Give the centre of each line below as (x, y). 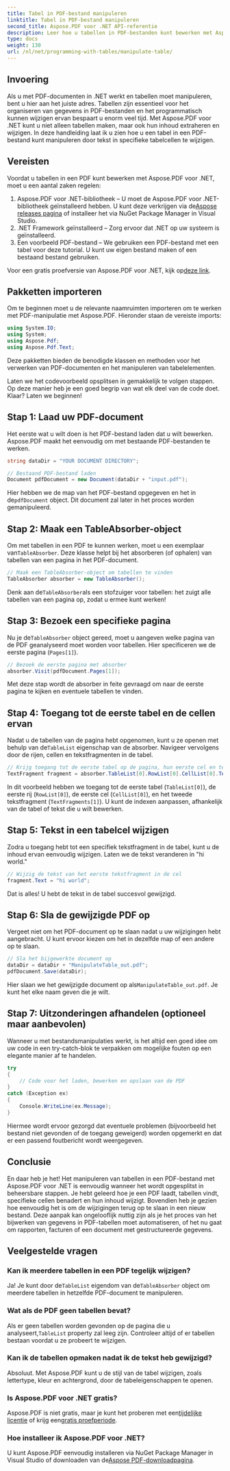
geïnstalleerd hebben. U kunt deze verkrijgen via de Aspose (133, 206)
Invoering (28, 80)
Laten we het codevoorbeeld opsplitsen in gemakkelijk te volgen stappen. (111, 381)
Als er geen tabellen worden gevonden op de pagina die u (89, 1325)
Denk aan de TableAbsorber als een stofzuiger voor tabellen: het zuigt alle (109, 592)
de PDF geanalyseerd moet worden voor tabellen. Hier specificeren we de (112, 645)
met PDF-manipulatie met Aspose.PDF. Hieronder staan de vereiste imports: (114, 316)
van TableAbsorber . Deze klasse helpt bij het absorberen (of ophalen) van (110, 553)
